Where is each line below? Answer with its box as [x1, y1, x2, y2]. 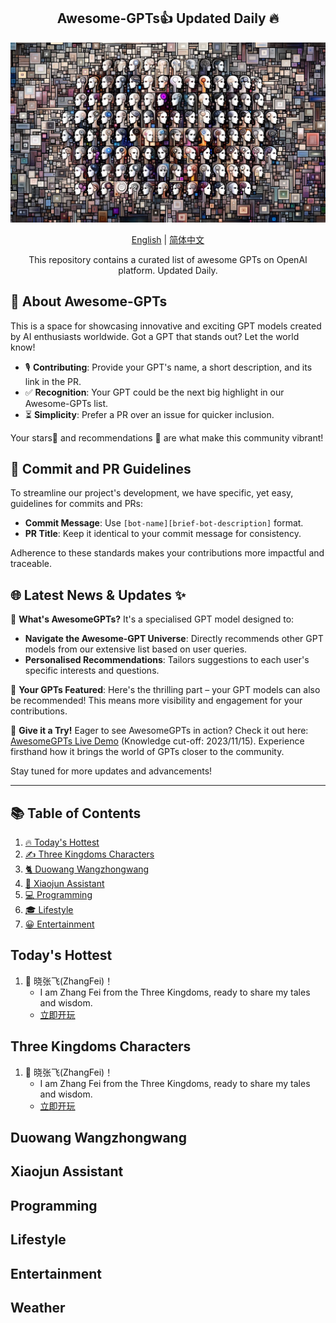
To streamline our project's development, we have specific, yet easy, [10, 487, 294, 499]
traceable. [10, 558, 53, 570]
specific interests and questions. [24, 665, 160, 677]
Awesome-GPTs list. [24, 397, 109, 409]
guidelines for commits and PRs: [10, 498, 144, 510]
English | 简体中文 [131, 233, 205, 245]
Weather [10, 1299, 66, 1316]
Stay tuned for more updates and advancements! [10, 765, 213, 777]
